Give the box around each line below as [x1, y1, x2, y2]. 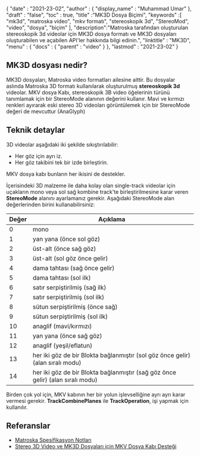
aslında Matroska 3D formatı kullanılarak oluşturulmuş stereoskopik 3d [6, 82, 180, 89]
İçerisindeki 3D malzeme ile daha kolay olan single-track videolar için [6, 182, 176, 189]
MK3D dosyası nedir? [6, 60, 88, 70]
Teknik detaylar [6, 125, 65, 135]
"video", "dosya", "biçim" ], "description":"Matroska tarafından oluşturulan [6, 24, 189, 31]
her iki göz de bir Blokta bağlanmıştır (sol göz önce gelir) [32, 351, 190, 359]
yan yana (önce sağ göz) [32, 331, 102, 340]
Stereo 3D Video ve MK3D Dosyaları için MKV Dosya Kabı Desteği [14, 443, 177, 450]
